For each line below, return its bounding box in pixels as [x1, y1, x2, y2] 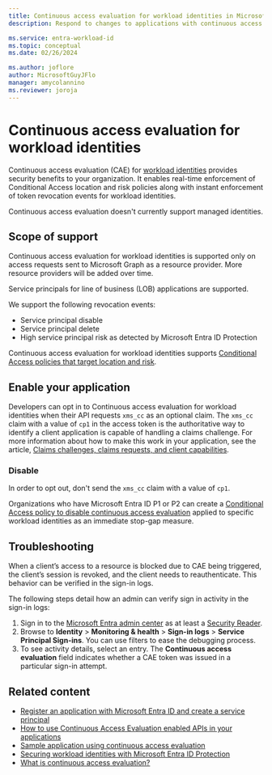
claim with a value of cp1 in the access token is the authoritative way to [8, 419, 245, 429]
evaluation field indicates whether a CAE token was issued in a [19, 653, 231, 663]
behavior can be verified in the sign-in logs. [8, 578, 154, 588]
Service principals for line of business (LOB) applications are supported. [8, 284, 249, 294]
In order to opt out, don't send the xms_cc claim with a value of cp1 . [8, 483, 231, 493]
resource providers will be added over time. [8, 269, 154, 278]
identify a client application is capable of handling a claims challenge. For [8, 428, 253, 438]
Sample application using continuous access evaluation [19, 741, 206, 751]
